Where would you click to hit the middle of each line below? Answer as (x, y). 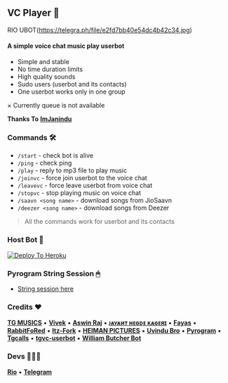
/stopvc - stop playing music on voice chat (79, 193)
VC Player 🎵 (33, 13)
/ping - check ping (45, 163)
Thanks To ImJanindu (40, 119)
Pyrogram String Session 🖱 (54, 273)
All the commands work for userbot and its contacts (99, 222)
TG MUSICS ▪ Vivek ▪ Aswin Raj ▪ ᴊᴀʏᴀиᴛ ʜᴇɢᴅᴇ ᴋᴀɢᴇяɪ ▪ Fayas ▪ (102, 323)
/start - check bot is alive (55, 156)
